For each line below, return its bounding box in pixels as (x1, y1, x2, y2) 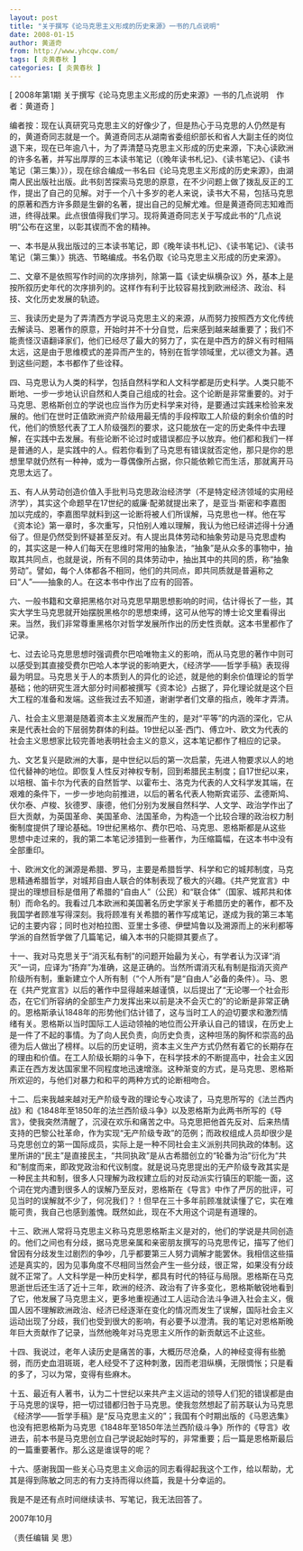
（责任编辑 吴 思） (9, 1532, 78, 1543)
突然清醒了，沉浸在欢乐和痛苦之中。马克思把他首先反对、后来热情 (44, 1115, 290, 1127)
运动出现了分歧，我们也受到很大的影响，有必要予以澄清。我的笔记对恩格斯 (9, 1316, 286, 1326)
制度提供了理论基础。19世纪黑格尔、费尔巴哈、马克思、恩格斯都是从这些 (16, 821, 287, 832)
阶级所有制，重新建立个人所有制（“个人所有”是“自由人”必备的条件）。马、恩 (9, 973, 289, 984)
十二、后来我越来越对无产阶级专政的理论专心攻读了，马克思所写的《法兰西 (9, 1093, 286, 1105)
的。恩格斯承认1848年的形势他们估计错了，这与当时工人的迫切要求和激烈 (9, 1006, 281, 1017)
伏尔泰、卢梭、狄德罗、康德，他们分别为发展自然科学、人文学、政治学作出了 (9, 799, 294, 810)
